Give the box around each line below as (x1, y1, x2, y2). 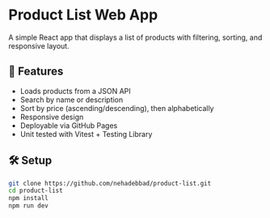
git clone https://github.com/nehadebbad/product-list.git (8, 179, 212, 187)
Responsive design (19, 112, 84, 122)
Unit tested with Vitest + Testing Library (19, 129, 153, 139)
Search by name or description (19, 95, 124, 105)
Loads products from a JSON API (19, 86, 131, 96)
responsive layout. (8, 41, 70, 50)
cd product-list (8, 186, 63, 195)
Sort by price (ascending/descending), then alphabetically (19, 103, 214, 113)
